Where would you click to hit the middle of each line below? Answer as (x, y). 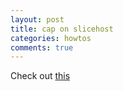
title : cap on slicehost (62, 29)
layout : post (37, 19)
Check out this (40, 76)
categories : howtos (51, 38)
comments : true (42, 47)
